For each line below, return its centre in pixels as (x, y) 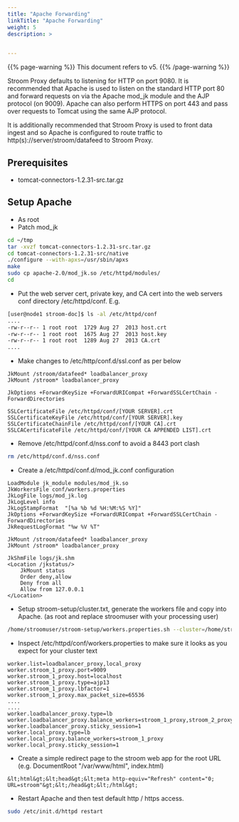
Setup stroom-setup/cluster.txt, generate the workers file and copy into (122, 609)
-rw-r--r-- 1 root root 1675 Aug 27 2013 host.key (87, 334)
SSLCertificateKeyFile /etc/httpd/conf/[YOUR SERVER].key (95, 418)
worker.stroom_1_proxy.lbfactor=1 (59, 689)
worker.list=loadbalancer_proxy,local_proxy (74, 664)
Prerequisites (38, 162)
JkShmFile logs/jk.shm (41, 558)
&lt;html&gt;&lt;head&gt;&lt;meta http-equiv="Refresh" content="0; (111, 778)
